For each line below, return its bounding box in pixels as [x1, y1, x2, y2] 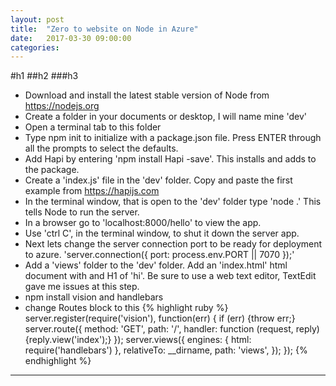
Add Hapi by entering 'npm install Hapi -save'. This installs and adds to [24, 153, 317, 165]
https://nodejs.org [24, 100, 100, 112]
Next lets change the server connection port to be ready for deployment [24, 238, 323, 250]
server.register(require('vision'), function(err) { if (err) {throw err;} [24, 312, 296, 325]
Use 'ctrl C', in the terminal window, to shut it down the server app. [24, 227, 300, 240]
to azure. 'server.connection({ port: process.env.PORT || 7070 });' [24, 249, 295, 261]
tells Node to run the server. [24, 206, 140, 218]
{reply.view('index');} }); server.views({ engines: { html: [24, 334, 252, 346]
